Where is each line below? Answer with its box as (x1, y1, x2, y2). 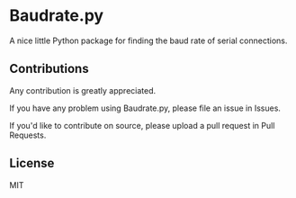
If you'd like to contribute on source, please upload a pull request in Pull (9, 120, 275, 130)
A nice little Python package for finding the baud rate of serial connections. (9, 35, 288, 46)
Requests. (9, 130, 47, 140)
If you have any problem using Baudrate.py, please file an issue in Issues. (9, 103, 282, 113)
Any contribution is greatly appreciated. (9, 85, 157, 95)
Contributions (9, 61, 89, 76)
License (9, 156, 55, 171)
